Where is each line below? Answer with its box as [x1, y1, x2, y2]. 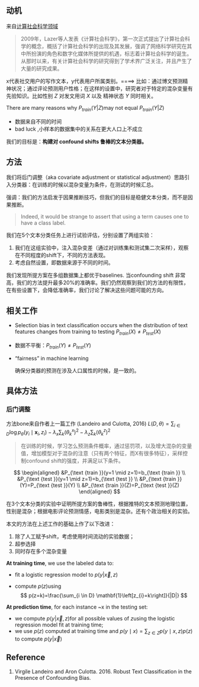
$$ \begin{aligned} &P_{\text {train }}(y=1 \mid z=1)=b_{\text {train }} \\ [14, 468, 185, 476]
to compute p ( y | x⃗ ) [14, 635, 62, 642]
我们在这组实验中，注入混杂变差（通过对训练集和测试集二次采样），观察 [14, 244, 189, 251]
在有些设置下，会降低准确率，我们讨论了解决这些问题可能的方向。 [6, 287, 167, 294]
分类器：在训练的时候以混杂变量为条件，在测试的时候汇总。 [11, 181, 157, 188]
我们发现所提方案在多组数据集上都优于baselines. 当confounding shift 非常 [6, 272, 186, 279]
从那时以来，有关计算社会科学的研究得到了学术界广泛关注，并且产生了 [20, 57, 192, 64]
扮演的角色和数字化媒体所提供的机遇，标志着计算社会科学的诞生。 [31, 50, 192, 57]
